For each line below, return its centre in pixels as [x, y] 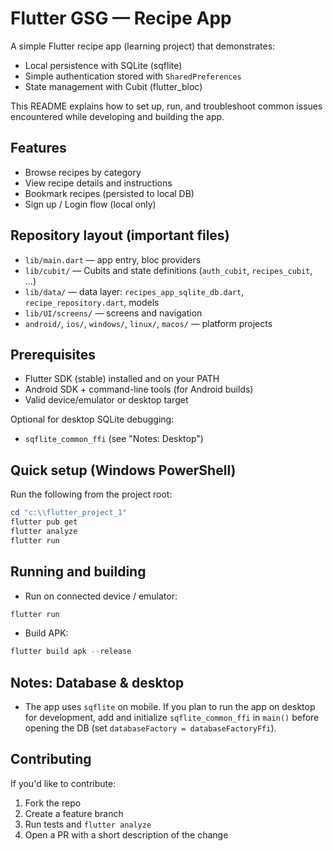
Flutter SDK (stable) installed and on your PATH [122, 379]
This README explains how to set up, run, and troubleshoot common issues [166, 106]
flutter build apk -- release [71, 652]
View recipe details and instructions [98, 183]
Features [38, 148]
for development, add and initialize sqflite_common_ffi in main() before [172, 718]
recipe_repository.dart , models [92, 302]
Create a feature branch [74, 813]
